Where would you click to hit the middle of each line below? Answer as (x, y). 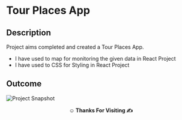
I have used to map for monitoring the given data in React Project (95, 58)
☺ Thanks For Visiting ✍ (101, 110)
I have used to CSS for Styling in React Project (72, 65)
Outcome (24, 84)
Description (29, 33)
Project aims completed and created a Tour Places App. (75, 47)
